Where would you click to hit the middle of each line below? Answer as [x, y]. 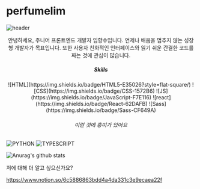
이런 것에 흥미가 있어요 [101, 125]
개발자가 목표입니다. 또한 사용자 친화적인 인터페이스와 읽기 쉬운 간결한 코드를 [104, 48]
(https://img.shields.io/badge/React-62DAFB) [92, 104]
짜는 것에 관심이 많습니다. [101, 55]
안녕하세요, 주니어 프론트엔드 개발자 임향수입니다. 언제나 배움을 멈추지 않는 [95, 40]
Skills [101, 69]
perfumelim [36, 11]
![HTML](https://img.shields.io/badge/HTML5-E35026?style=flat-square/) [99, 84]
